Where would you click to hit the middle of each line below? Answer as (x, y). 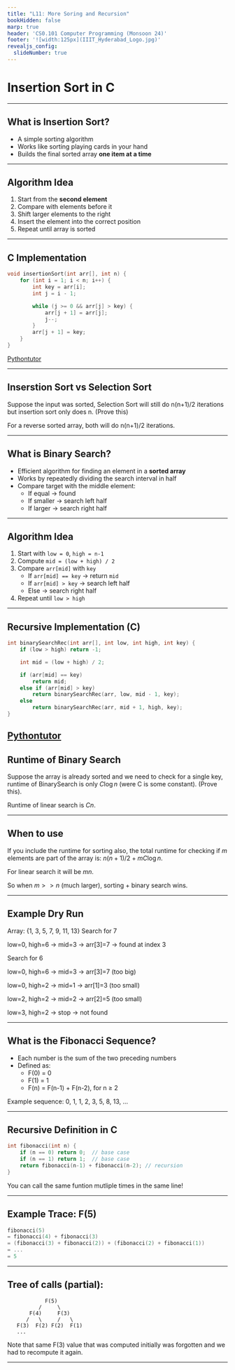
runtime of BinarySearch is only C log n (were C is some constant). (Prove (113, 784)
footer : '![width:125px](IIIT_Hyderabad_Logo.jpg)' (84, 40)
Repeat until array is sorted (56, 229)
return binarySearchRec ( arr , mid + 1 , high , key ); (108, 708)
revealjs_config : (33, 46)
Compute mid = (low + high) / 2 (66, 561)
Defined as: (34, 1065)
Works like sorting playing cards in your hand (83, 146)
